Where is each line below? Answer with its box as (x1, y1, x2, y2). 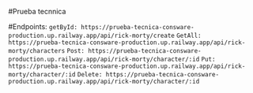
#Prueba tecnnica (8, 7, 66, 16)
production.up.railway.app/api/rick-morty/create (8, 32, 176, 39)
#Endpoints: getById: (8, 22, 77, 31)
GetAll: (176, 32, 202, 39)
